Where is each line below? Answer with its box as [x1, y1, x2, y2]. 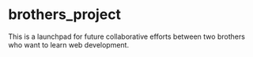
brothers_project [8, 6, 121, 24]
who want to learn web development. [8, 40, 129, 49]
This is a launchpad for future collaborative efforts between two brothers [8, 32, 245, 41]
